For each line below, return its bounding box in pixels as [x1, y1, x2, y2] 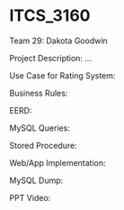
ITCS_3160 [9, 5, 91, 26]
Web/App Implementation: [9, 157, 106, 168]
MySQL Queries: [9, 123, 70, 133]
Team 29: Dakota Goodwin [9, 35, 108, 46]
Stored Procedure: [9, 140, 78, 151]
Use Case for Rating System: [9, 69, 116, 81]
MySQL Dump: [9, 175, 64, 186]
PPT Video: [9, 192, 51, 203]
